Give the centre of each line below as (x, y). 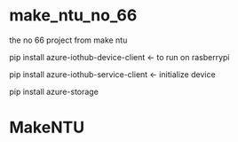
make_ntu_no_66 (73, 16)
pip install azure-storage (54, 91)
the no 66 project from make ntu (68, 40)
